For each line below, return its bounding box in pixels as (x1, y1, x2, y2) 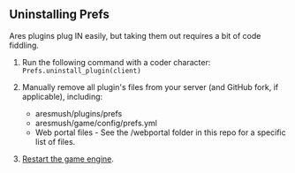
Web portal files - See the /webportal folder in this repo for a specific (34, 127, 286, 138)
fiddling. (9, 40, 40, 50)
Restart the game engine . (21, 154, 115, 164)
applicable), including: (21, 91, 103, 102)
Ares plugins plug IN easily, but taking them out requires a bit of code (9, 30, 261, 41)
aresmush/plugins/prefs (34, 108, 123, 118)
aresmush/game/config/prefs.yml (34, 117, 157, 128)
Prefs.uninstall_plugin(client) (21, 66, 141, 75)
